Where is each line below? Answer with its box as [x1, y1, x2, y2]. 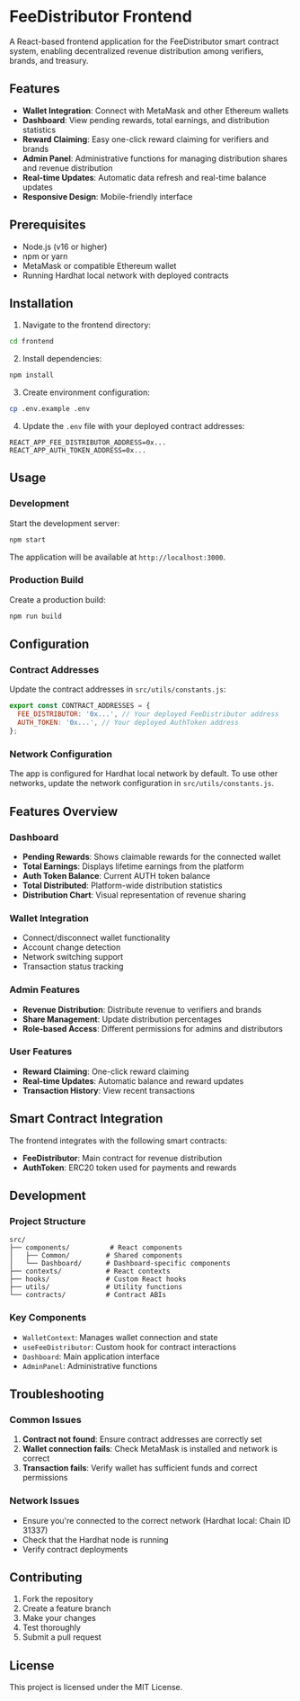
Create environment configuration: [22, 387, 151, 398]
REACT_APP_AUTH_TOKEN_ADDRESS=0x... [9, 446, 146, 455]
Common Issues [9, 1413, 83, 1426]
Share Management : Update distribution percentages [22, 1014, 222, 1025]
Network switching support [22, 952, 124, 962]
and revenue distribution [22, 162, 113, 173]
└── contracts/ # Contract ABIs [9, 1291, 167, 1300]
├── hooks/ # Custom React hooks [9, 1275, 187, 1284]
